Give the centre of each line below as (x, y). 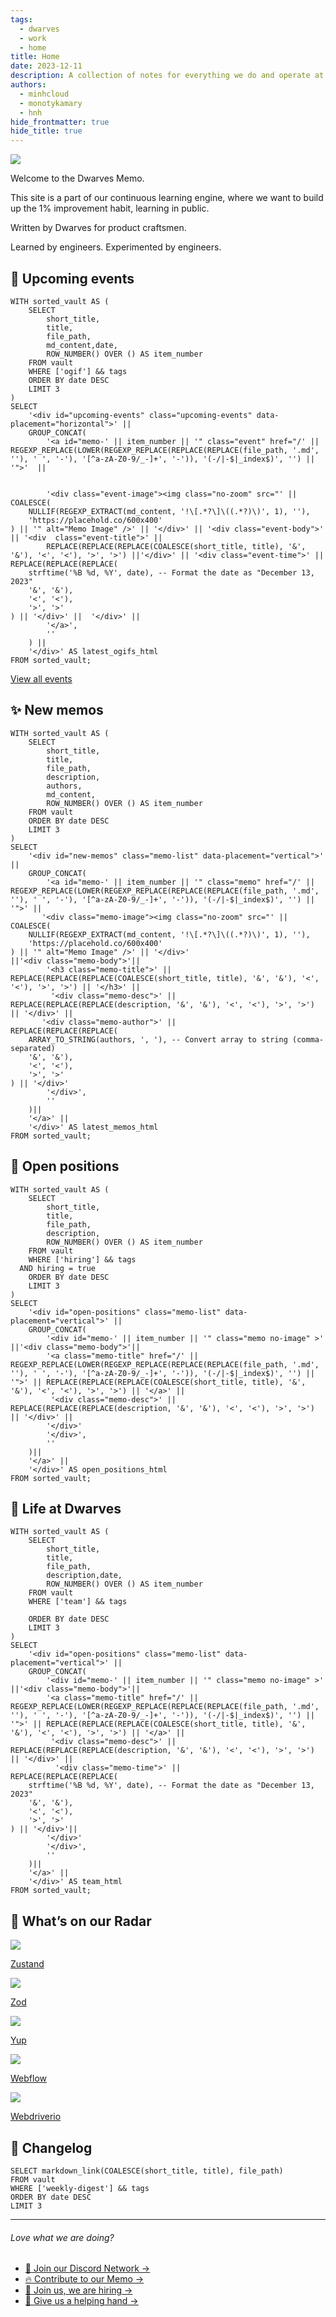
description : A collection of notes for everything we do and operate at (167, 76)
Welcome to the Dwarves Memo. (77, 178)
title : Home (35, 57)
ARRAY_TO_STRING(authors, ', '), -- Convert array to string (158, 1039)
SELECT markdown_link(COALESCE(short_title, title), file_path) (147, 2171)
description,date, (84, 1576)
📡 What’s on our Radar (81, 1921)
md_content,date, (82, 345)
